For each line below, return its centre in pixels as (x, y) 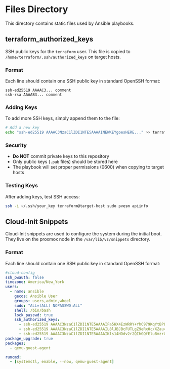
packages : (16, 343)
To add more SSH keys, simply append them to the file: (62, 118)
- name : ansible (27, 292)
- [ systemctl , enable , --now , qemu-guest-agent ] (62, 362)
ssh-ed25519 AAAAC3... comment (38, 90)
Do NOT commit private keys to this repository (61, 156)
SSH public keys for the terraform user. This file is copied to (68, 51)
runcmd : (13, 357)
